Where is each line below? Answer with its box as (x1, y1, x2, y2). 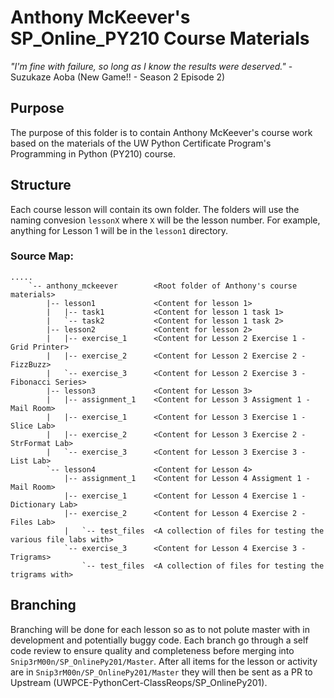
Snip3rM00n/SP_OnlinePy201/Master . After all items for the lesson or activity (10, 655, 318, 667)
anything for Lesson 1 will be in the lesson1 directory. (10, 224, 229, 236)
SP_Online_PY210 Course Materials (10, 27, 310, 50)
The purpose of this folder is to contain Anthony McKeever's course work (10, 126, 313, 138)
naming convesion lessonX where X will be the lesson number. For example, (10, 214, 321, 226)
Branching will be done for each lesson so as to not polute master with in (10, 623, 310, 635)
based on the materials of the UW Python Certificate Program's (10, 137, 272, 149)
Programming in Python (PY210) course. (10, 147, 177, 160)
